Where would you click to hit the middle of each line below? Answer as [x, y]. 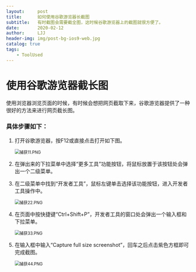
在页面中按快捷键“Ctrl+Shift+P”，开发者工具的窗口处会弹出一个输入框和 [100, 214]
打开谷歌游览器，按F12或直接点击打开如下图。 [70, 140]
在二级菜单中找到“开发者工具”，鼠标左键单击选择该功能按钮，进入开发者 [101, 183]
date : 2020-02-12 [35, 28]
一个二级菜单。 [38, 171]
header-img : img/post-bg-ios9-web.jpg [53, 39]
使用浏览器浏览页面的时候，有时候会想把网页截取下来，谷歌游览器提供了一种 [98, 103]
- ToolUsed [30, 55]
